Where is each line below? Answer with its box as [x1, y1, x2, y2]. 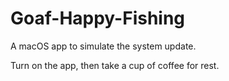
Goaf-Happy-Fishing [10, 7, 186, 30]
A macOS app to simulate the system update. [10, 40, 197, 52]
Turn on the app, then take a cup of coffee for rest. [10, 59, 220, 71]
